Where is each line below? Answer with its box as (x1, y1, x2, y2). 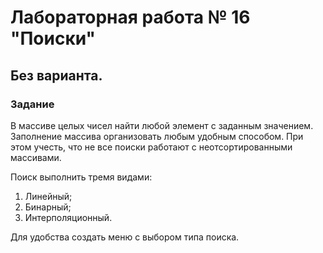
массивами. (10, 151, 62, 163)
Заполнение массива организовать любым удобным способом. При (10, 130, 304, 142)
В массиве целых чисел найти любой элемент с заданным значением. (10, 119, 314, 131)
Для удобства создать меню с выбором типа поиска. (10, 231, 240, 243)
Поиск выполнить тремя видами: (10, 171, 153, 183)
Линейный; (24, 190, 73, 202)
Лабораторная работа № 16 (10, 6, 251, 29)
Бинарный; (24, 201, 72, 213)
